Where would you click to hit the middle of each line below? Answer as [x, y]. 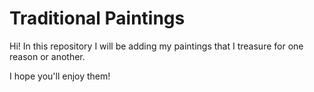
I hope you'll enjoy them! [60, 76]
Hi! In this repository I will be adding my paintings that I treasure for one [156, 46]
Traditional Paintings [97, 18]
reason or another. [47, 56]
